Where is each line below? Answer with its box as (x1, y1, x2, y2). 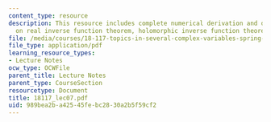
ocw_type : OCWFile (8, 64, 70, 72)
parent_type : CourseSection (8, 79, 103, 87)
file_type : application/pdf (8, 42, 103, 50)
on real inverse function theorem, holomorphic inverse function (15, 26, 240, 35)
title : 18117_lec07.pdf (8, 94, 89, 102)
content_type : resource (8, 11, 89, 20)
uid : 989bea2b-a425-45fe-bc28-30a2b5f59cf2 (8, 101, 157, 109)
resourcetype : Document (8, 86, 89, 95)
